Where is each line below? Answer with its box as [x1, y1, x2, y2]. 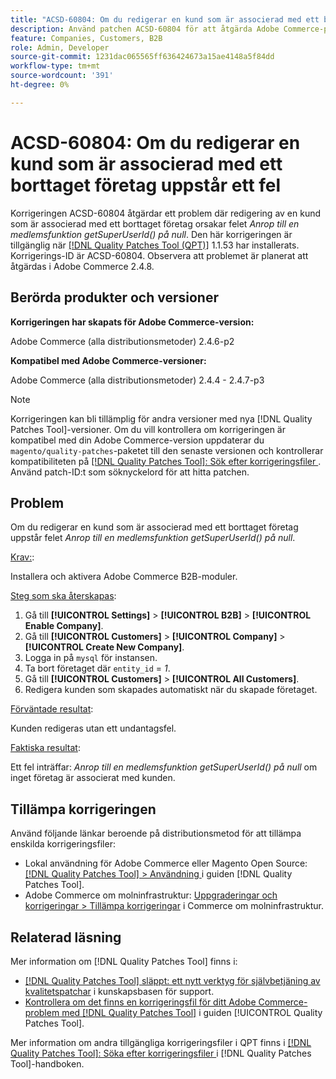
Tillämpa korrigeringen [10, 801, 157, 818]
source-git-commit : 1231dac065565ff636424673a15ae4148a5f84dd [10, 52, 275, 62]
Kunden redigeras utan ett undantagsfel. [10, 722, 177, 735]
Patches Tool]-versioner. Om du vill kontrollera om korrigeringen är [10, 423, 286, 435]
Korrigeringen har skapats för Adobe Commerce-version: [10, 316, 255, 328]
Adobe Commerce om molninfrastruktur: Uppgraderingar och [24, 889, 278, 901]
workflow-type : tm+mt [10, 61, 101, 71]
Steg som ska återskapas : [10, 590, 117, 602]
